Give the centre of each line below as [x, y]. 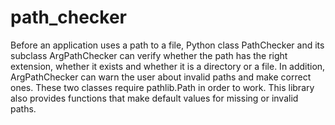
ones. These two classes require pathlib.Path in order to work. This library [162, 87]
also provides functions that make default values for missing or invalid [154, 98]
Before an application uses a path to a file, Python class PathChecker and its [167, 45]
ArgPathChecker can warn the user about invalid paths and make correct [161, 77]
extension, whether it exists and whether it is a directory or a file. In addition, [168, 66]
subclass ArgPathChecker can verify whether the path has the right [149, 55]
